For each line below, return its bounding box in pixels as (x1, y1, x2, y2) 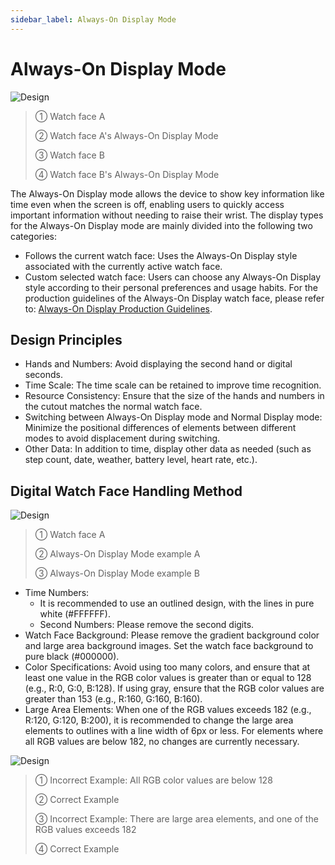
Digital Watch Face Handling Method (10, 482, 243, 500)
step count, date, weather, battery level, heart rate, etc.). (24, 454, 258, 466)
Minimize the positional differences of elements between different (24, 422, 297, 434)
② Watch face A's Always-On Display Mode (34, 129, 219, 141)
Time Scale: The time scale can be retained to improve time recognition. (24, 379, 322, 391)
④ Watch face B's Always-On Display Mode (34, 168, 220, 180)
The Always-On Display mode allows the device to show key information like (10, 187, 325, 200)
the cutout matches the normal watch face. (24, 401, 203, 413)
